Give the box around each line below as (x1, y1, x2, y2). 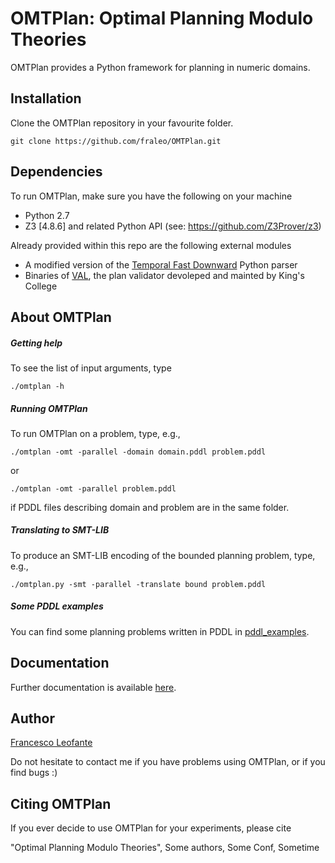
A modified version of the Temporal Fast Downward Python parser (24, 258, 298, 271)
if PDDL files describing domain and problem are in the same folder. (10, 501, 290, 513)
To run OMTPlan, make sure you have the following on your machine (10, 190, 293, 202)
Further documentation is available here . (10, 681, 177, 693)
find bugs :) (10, 767, 58, 779)
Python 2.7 (24, 209, 70, 221)
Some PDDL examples (10, 600, 104, 612)
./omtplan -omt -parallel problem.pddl (10, 483, 177, 494)
